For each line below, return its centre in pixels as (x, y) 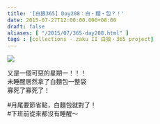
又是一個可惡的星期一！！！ (47, 73)
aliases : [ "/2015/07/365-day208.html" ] (68, 33)
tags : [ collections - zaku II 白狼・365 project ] (81, 39)
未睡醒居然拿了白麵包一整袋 (47, 82)
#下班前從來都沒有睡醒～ (43, 114)
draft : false (26, 26)
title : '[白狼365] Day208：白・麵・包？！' (66, 14)
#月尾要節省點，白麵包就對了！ (52, 105)
